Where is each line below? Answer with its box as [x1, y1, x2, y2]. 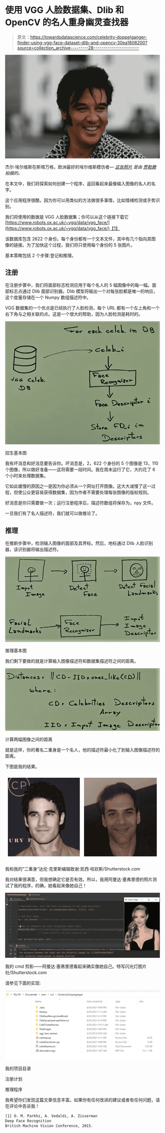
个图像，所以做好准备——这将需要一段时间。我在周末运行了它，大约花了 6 [5, 467, 156, 473]
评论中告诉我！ [9, 1103, 40, 1109]
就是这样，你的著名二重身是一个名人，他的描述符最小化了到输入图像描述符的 [5, 747, 160, 753]
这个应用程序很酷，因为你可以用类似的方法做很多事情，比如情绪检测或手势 [5, 197, 156, 203]
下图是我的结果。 [5, 763, 40, 769]
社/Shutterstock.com [5, 970, 47, 976]
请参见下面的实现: [5, 980, 41, 986]
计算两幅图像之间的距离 [5, 736, 53, 742]
